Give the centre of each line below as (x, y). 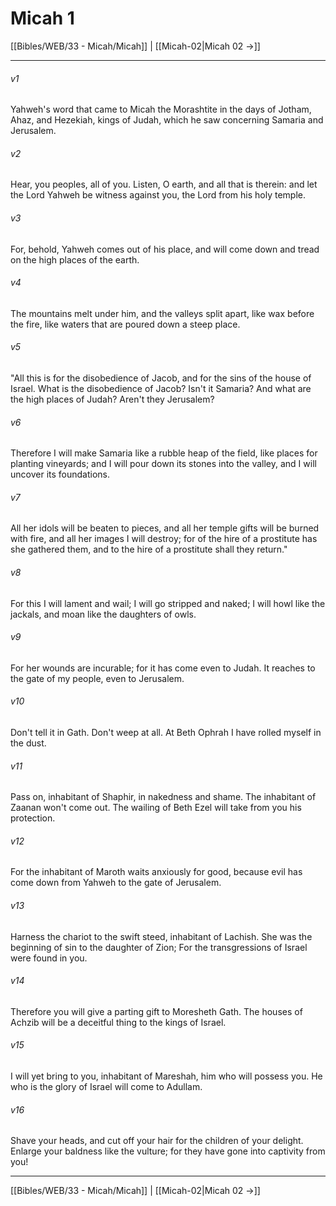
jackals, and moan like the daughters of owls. (103, 614)
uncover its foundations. (60, 474)
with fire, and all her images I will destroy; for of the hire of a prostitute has (164, 539)
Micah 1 (42, 18)
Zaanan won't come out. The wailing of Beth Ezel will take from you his (156, 808)
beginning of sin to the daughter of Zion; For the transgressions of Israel (159, 947)
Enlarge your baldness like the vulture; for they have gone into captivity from (168, 1151)
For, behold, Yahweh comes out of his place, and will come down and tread (165, 249)
